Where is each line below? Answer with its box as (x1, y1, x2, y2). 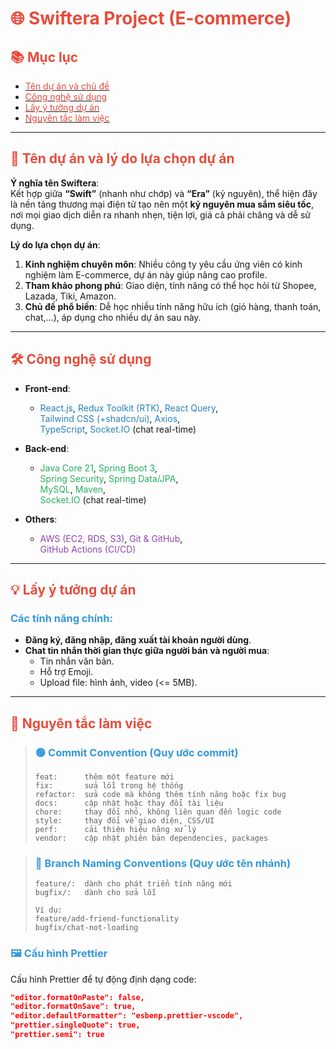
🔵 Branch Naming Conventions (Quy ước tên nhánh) (34, 856, 292, 870)
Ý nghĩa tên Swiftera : (10, 177, 100, 189)
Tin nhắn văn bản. (39, 655, 115, 667)
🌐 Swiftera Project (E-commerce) (10, 7, 292, 30)
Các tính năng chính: (10, 611, 113, 625)
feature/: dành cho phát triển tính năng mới (34, 879, 233, 889)
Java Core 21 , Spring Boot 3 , (39, 462, 158, 474)
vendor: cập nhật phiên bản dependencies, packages (34, 833, 269, 843)
